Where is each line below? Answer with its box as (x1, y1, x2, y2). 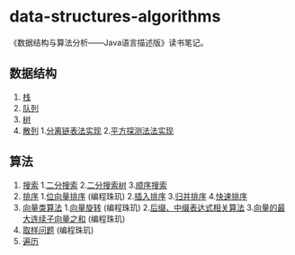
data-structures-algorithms (9, 6, 221, 27)
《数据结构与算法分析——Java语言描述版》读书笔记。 (9, 37, 209, 48)
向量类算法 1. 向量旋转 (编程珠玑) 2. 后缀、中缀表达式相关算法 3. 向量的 (22, 202, 278, 213)
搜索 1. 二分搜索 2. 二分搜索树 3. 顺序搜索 (22, 180, 168, 190)
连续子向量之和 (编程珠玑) (30, 213, 126, 224)
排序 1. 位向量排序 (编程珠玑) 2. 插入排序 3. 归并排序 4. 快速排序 (22, 190, 247, 201)
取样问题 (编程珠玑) (22, 224, 94, 235)
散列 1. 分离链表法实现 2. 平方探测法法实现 (22, 125, 174, 136)
